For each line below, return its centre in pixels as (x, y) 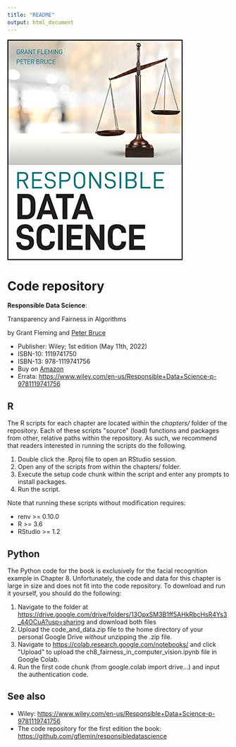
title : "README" (31, 15)
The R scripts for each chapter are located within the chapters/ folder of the (117, 423)
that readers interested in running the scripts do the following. (97, 446)
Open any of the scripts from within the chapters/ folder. (99, 467)
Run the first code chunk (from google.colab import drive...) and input (118, 667)
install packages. (42, 482)
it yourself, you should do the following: (64, 593)
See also (26, 697)
